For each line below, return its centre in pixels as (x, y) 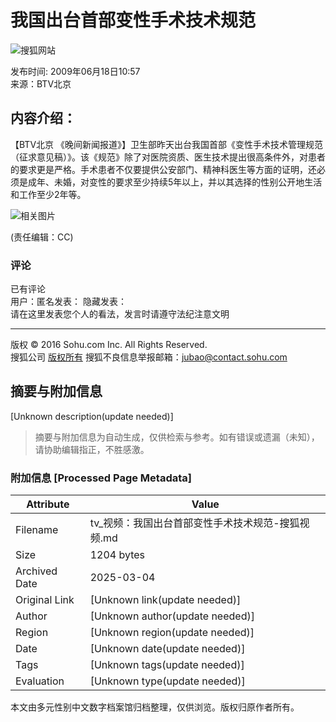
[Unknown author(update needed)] (172, 616)
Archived (36, 571)
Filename (37, 530)
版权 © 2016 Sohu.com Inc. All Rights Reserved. (109, 345)
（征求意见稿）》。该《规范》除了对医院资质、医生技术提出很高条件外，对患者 (168, 157)
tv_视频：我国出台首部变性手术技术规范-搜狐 (194, 523)
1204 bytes (117, 555)
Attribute (48, 504)
